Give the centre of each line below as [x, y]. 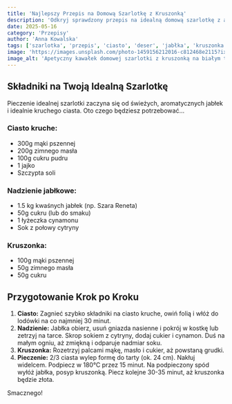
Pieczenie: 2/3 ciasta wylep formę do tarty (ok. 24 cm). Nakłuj [106, 358]
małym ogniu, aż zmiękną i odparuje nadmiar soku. [89, 343]
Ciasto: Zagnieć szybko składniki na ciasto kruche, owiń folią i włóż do [118, 314]
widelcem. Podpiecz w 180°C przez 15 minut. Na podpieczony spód [113, 365]
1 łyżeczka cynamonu [48, 220]
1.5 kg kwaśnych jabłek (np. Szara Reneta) [77, 206]
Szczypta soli [36, 173]
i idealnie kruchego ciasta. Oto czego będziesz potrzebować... [96, 110]
